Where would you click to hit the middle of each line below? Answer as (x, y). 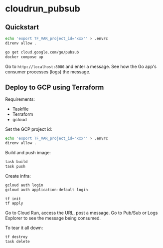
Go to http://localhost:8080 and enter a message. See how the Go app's (81, 66)
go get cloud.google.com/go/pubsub (42, 52)
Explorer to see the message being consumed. (53, 218)
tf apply (14, 203)
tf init (13, 199)
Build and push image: (28, 153)
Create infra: (18, 176)
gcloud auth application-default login (47, 190)
